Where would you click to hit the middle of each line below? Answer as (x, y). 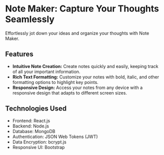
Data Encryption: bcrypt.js (39, 142)
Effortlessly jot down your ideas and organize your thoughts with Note (77, 33)
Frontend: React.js (31, 120)
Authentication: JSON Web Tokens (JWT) (55, 136)
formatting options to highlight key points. (55, 82)
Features (19, 54)
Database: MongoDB (34, 131)
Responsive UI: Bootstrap (38, 147)
